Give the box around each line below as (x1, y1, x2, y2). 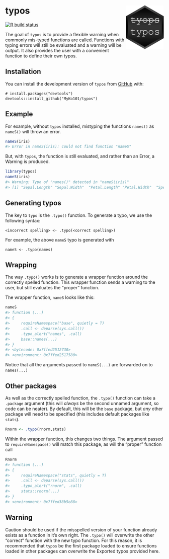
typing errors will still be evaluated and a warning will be (5, 42, 122, 48)
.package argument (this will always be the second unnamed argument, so (5, 401, 159, 406)
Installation (5, 67, 41, 76)
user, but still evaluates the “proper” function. (5, 285, 100, 291)
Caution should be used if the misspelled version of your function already (5, 526, 157, 533)
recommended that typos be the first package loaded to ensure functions (5, 542, 157, 548)
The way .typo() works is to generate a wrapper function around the (5, 274, 148, 280)
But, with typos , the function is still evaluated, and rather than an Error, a (5, 153, 155, 159)
